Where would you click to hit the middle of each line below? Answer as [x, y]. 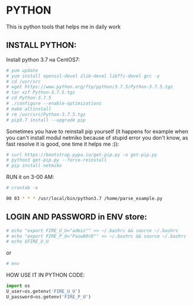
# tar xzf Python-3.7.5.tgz [41, 92]
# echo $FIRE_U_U [28, 241]
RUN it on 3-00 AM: [30, 177]
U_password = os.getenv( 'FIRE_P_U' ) [49, 297]
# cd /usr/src [24, 81]
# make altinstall [29, 109]
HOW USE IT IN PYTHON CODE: [46, 275]
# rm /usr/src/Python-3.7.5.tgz [46, 114]
